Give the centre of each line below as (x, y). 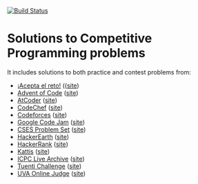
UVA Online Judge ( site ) (51, 173)
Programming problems (77, 53)
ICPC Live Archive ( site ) (51, 159)
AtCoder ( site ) (37, 100)
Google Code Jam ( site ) (51, 122)
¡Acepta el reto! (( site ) (48, 85)
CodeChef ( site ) (40, 108)
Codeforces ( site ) (42, 114)
